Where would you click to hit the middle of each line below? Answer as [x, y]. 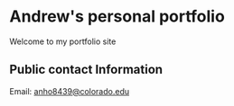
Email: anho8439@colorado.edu [69, 91]
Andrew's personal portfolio [117, 17]
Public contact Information [86, 70]
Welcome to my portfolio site [63, 41]
